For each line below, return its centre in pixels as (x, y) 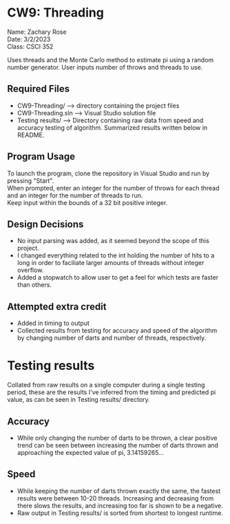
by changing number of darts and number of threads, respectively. (112, 338)
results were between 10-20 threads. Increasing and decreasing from (115, 498)
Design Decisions (45, 224)
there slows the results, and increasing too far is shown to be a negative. (120, 505)
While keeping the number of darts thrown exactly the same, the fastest (119, 491)
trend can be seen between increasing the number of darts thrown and (118, 445)
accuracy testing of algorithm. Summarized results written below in (112, 127)
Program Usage (41, 157)
